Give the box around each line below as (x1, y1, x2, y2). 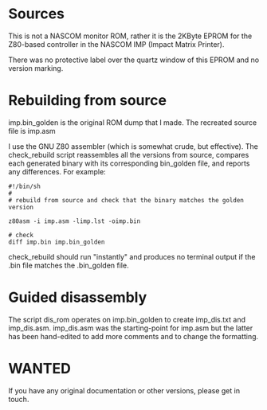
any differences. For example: (8, 166, 106, 176)
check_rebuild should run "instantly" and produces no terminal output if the (8, 252, 256, 261)
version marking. (8, 63, 64, 72)
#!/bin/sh (8, 182, 41, 190)
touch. (8, 394, 29, 404)
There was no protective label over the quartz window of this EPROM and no (8, 55, 260, 64)
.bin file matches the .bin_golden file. (8, 260, 129, 270)
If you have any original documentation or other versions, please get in (8, 385, 241, 395)
